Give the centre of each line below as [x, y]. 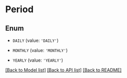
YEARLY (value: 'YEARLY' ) [38, 60]
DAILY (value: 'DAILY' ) [36, 40]
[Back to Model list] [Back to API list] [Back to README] [63, 70]
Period [20, 9]
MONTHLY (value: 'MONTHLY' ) [40, 50]
